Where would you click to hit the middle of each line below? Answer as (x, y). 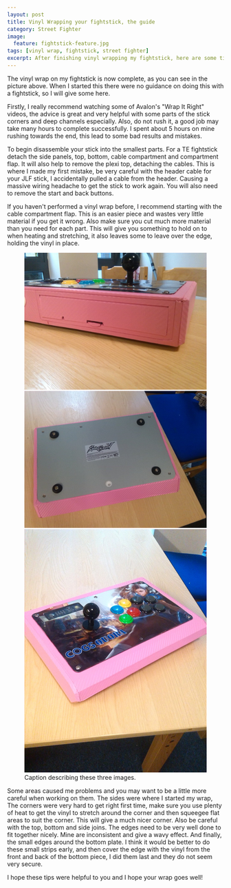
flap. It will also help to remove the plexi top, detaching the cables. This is (111, 164)
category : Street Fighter (44, 29)
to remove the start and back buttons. (60, 193)
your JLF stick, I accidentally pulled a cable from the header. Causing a (108, 178)
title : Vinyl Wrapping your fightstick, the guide (81, 22)
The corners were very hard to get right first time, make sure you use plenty (114, 805)
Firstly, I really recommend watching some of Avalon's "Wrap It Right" (106, 106)
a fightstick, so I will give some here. (59, 93)
